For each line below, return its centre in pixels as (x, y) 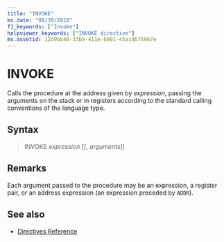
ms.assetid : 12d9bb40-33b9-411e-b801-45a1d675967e (82, 40)
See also (26, 215)
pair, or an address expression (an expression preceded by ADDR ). (101, 193)
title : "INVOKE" (31, 14)
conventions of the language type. (56, 108)
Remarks (27, 169)
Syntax (23, 130)
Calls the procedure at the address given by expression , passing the (105, 93)
